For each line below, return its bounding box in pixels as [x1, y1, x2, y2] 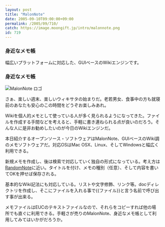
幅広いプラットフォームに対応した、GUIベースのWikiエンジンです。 [5, 60, 142, 66]
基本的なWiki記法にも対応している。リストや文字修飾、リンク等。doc [5, 181, 147, 187]
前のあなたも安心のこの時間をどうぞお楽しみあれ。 [5, 102, 109, 108]
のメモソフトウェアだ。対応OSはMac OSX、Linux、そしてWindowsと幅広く [5, 141, 159, 147]
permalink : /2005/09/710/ [5, 21, 58, 26]
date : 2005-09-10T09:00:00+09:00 [5, 16, 74, 21]
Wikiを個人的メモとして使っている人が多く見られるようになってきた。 [5, 112, 147, 119]
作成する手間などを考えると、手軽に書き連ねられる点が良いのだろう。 [13, 119, 156, 125]
